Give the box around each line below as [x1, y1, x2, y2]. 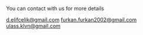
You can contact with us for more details [6, 5, 104, 12]
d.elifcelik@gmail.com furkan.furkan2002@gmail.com [6, 16, 137, 23]
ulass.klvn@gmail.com [6, 23, 61, 29]
